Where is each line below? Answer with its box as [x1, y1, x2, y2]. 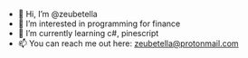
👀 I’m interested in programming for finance [17, 18, 181, 29]
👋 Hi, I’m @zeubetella [17, 9, 98, 19]
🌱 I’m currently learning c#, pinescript [17, 28, 159, 38]
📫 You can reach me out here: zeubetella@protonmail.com [17, 38, 239, 49]
